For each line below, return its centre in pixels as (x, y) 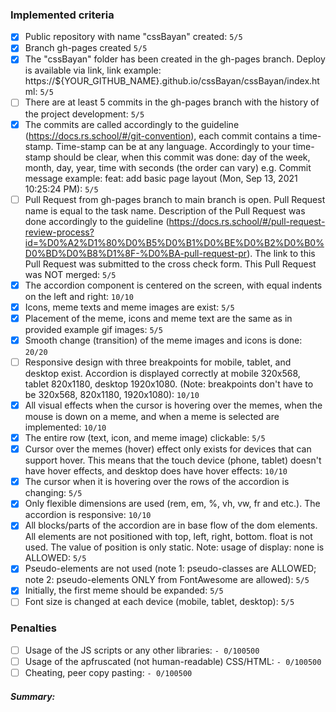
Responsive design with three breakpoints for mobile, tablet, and (158, 362)
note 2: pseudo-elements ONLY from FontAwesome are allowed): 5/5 (167, 580)
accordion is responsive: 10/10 (88, 515)
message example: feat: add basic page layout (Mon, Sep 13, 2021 (161, 178)
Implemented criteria (62, 15)
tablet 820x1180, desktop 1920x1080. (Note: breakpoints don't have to (169, 384)
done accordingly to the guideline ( (97, 221)
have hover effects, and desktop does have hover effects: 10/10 (156, 471)
